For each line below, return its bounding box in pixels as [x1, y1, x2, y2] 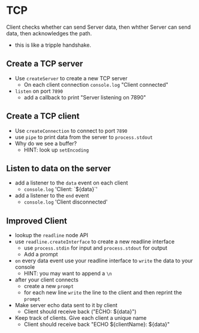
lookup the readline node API [14, 232, 89, 239]
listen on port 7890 [14, 87, 63, 95]
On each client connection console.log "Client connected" [23, 81, 169, 88]
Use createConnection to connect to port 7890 [14, 127, 128, 134]
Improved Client [6, 216, 67, 226]
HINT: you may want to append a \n [23, 270, 112, 277]
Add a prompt [23, 251, 58, 258]
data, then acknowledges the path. [6, 29, 92, 37]
